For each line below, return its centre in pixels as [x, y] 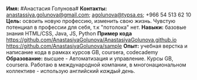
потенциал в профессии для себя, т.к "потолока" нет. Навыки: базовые [96, 27]
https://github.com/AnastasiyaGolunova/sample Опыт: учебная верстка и [97, 46]
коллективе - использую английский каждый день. [71, 71]
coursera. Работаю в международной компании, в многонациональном [96, 65]
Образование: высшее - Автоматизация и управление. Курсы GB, [90, 59]
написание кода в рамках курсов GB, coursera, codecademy [82, 52]
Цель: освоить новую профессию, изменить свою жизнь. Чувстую [91, 21]
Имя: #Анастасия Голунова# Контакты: [57, 9]
